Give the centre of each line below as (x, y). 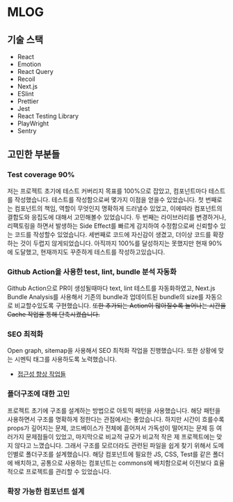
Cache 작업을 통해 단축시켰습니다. (54, 314)
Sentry (27, 131)
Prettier (28, 101)
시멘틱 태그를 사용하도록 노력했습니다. (65, 359)
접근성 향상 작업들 (41, 374)
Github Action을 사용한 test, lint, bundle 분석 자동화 (92, 271)
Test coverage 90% (41, 175)
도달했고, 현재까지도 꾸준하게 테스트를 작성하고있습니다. (90, 252)
